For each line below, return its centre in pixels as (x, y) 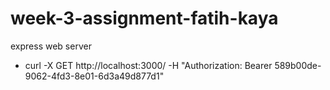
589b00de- (298, 65)
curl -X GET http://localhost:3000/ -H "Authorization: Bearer (148, 65)
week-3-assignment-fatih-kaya (144, 18)
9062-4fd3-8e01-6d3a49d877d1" (94, 76)
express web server (51, 46)
